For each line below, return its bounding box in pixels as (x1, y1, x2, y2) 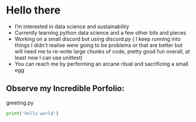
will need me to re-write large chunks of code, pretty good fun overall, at (14, 48, 190, 55)
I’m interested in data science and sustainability (14, 23, 130, 30)
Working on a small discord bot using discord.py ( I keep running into (14, 35, 181, 42)
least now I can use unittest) (14, 54, 83, 61)
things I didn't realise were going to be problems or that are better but (14, 42, 183, 49)
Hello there (6, 4, 61, 17)
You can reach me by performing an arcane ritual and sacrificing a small (14, 60, 188, 67)
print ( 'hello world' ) (6, 110, 59, 116)
